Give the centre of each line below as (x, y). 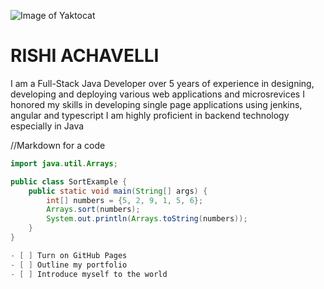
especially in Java (47, 126)
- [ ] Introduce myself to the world (89, 274)
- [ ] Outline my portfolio (69, 265)
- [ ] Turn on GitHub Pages (69, 255)
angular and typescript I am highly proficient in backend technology (150, 115)
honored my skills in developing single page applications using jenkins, (156, 104)
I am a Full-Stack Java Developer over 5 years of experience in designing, (162, 83)
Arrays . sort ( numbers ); (93, 210)
